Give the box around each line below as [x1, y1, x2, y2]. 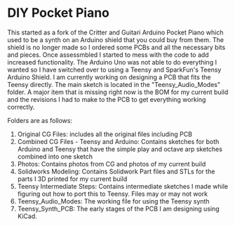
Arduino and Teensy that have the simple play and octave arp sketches [17, 145, 223, 153]
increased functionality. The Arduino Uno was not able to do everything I [7, 58, 217, 66]
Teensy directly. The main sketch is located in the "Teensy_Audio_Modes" [7, 80, 221, 88]
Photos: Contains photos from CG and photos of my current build [17, 159, 206, 168]
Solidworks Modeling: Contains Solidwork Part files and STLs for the [17, 167, 215, 175]
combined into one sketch [17, 152, 93, 161]
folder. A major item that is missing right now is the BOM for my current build [7, 88, 229, 96]
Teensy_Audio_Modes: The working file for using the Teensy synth [17, 197, 210, 205]
